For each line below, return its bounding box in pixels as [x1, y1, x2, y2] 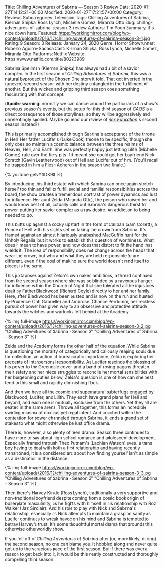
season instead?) [5, 121, 40, 127]
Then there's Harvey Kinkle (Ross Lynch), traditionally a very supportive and [5, 490, 158, 496]
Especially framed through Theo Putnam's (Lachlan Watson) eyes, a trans [5, 440, 152, 445]
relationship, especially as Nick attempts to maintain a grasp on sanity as [5, 511, 151, 516]
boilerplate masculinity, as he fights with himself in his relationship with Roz [5, 500, 157, 506]
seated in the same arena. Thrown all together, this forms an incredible [5, 405, 147, 410]
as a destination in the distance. [5, 456, 69, 461]
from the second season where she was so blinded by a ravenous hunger [5, 278, 152, 283]
